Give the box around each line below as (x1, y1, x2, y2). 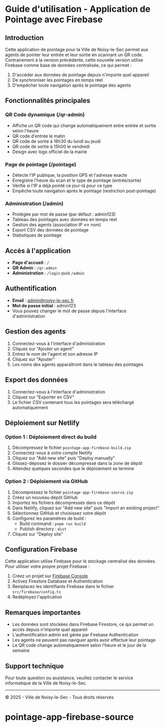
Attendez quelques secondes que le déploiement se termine (12, 465, 134, 471)
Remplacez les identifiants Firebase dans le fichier (12, 584, 114, 590)
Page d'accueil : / (12, 260, 50, 265)
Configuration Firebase (5, 545, 78, 554)
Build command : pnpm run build (19, 521, 86, 527)
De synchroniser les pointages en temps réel (12, 77, 103, 83)
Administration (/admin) (5, 200, 64, 207)
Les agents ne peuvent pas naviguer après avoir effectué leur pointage (12, 637, 156, 643)
